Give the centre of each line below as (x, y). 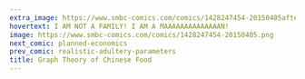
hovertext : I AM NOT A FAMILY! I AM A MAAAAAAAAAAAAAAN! (119, 26)
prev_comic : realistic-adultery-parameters (93, 52)
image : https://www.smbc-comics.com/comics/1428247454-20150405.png (142, 35)
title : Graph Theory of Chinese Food (81, 60)
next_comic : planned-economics (69, 43)
